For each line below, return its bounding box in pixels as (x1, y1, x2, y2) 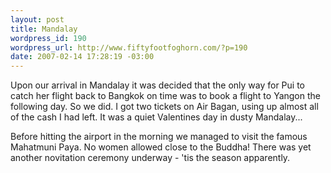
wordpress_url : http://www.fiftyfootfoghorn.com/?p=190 (10, 42, 248, 53)
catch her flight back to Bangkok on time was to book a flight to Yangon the (10, 90, 321, 102)
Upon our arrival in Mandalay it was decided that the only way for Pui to (10, 79, 306, 91)
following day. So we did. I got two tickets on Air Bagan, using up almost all (10, 101, 319, 113)
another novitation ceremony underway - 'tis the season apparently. (10, 152, 291, 164)
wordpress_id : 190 (10, 33, 87, 43)
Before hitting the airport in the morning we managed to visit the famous (10, 131, 308, 143)
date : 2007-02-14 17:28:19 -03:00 (10, 52, 155, 62)
